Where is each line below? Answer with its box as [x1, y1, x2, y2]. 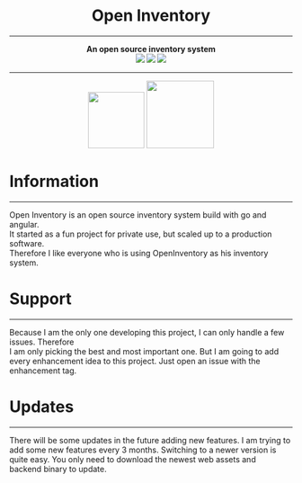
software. [9, 237, 45, 248]
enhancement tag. [9, 365, 77, 376]
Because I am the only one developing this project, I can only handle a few [9, 326, 285, 337]
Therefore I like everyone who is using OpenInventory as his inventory [9, 247, 269, 258]
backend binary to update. [9, 463, 107, 474]
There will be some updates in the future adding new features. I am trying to [9, 434, 291, 445]
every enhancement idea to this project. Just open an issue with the [9, 355, 261, 366]
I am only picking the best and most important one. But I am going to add [9, 345, 280, 356]
